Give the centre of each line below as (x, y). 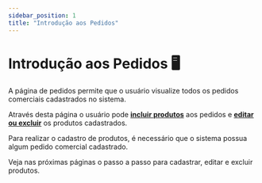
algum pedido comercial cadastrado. (68, 147)
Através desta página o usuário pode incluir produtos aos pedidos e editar (131, 115)
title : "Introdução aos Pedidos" (64, 23)
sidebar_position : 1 (42, 15)
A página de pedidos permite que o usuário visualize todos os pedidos (123, 91)
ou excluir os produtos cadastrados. (68, 123)
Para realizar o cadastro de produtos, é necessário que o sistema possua (128, 139)
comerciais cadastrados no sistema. (67, 99)
